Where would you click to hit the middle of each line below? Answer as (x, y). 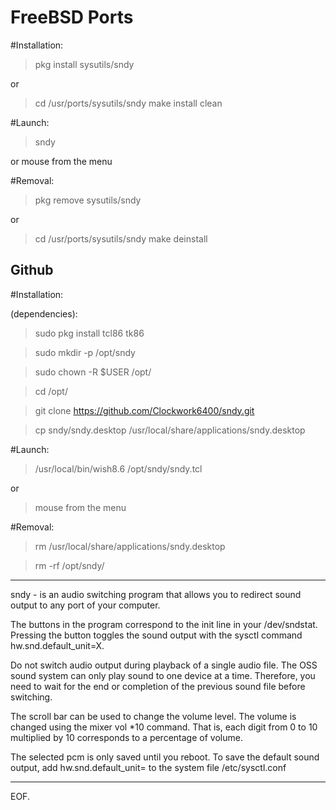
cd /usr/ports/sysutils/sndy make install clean (128, 103)
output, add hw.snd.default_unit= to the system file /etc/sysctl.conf (148, 767)
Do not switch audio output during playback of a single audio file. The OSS (164, 665)
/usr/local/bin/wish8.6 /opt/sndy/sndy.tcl (118, 468)
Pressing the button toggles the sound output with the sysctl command (156, 635)
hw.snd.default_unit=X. (57, 645)
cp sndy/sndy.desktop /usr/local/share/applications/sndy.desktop (170, 430)
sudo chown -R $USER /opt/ (93, 372)
